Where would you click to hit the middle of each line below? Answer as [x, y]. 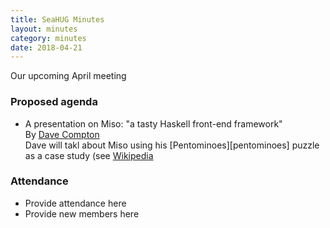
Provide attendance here [75, 203]
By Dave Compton [62, 134]
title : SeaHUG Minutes [57, 19]
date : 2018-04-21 [46, 47]
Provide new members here [82, 213]
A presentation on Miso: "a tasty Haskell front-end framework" [153, 123]
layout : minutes [44, 29]
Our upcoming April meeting [68, 76]
